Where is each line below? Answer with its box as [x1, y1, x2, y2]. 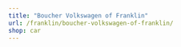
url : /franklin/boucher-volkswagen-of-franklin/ [8, 19, 174, 27]
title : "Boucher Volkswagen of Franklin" [8, 11, 149, 20]
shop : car [8, 26, 42, 34]
